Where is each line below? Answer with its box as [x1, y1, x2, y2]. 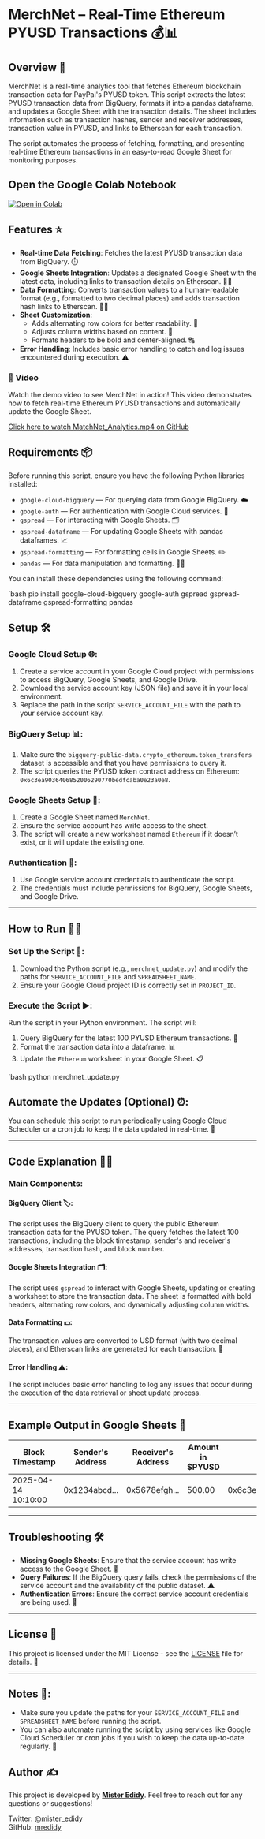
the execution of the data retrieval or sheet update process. [8, 1388, 201, 1397]
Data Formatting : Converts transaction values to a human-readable [19, 285, 239, 294]
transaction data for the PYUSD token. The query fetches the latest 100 [8, 1227, 239, 1237]
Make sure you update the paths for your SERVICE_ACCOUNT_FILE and [19, 1708, 240, 1718]
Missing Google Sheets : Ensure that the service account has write [19, 1555, 237, 1565]
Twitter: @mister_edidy [8, 1814, 83, 1823]
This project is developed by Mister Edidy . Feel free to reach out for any [8, 1790, 243, 1800]
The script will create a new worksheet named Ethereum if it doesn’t [19, 830, 239, 839]
